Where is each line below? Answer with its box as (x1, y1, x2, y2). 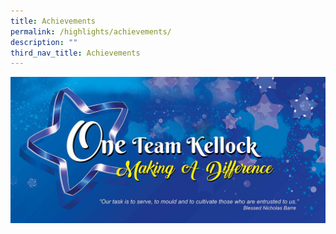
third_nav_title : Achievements (10, 48, 141, 58)
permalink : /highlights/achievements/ (10, 26, 172, 37)
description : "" (10, 37, 78, 47)
